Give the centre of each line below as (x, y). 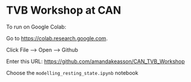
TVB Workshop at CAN (64, 10)
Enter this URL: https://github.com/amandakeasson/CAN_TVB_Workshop (95, 61)
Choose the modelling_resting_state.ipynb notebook (72, 72)
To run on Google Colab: (36, 27)
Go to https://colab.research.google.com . (57, 38)
